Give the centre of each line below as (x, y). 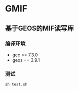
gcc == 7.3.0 (25, 55)
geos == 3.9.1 (26, 60)
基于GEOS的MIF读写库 (39, 28)
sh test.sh (16, 85)
